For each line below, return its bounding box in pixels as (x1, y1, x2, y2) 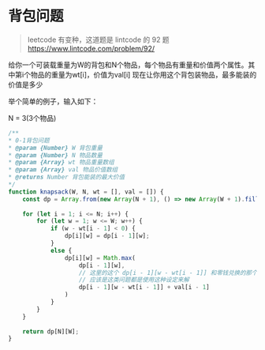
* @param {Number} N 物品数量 (8, 151, 103, 159)
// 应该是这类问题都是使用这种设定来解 (78, 276, 189, 284)
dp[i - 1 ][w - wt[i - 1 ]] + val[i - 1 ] (78, 284, 211, 292)
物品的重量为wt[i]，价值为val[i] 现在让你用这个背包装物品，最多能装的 (30, 70, 257, 79)
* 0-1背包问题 (8, 136, 50, 145)
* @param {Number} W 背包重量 (8, 144, 103, 152)
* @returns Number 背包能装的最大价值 (8, 173, 125, 182)
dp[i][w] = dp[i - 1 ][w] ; (64, 232, 150, 240)
